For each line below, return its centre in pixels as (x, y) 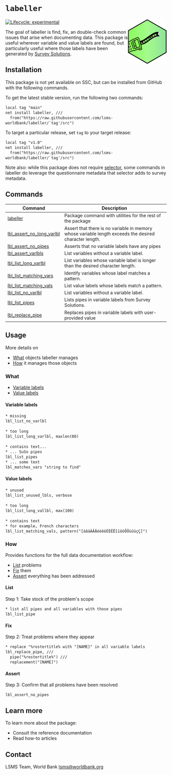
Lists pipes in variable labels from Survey (107, 300)
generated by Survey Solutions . (38, 54)
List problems (27, 565)
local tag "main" (24, 108)
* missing (16, 416)
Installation (24, 70)
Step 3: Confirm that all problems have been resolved (61, 685)
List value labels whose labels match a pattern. (113, 285)
